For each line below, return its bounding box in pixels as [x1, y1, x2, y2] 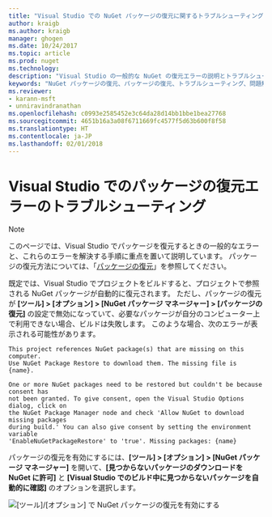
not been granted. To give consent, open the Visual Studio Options [8, 395, 244, 403]
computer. [8, 353, 42, 361]
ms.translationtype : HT [8, 125, 89, 133]
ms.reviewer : [8, 87, 53, 95]
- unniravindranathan [8, 102, 82, 110]
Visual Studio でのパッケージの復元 [8, 177, 245, 195]
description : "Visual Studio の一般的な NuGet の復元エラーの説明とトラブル [8, 72, 250, 80]
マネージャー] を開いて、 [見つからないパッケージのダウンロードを [23, 463, 244, 473]
